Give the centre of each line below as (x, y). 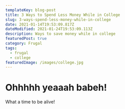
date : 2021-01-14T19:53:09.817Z (40, 24)
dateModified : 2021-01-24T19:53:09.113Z (49, 29)
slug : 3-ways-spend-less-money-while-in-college (58, 19)
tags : (11, 48)
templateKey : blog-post (31, 10)
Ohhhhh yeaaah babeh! (56, 88)
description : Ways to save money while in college (60, 34)
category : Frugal (24, 43)
